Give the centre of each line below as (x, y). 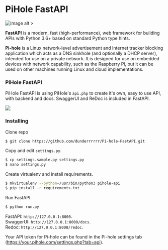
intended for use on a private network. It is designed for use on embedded (82, 58)
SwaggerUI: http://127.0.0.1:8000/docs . (48, 221)
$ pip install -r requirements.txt (43, 188)
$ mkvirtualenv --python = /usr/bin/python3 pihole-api (63, 183)
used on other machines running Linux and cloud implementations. (74, 69)
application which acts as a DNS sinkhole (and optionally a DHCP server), (81, 53)
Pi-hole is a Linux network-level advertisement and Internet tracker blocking (84, 48)
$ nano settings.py (26, 165)
